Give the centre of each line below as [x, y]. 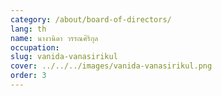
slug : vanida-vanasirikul [64, 57]
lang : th [28, 29]
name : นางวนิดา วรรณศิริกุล [54, 38]
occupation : [35, 47]
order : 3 [28, 76]
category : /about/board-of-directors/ [91, 19]
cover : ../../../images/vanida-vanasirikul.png [111, 66]
